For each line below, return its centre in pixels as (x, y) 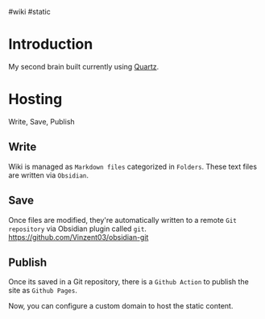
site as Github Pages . (43, 291)
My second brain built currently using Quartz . (84, 66)
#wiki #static (29, 12)
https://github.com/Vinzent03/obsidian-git (79, 237)
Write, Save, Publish (41, 121)
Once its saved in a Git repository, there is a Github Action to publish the (129, 282)
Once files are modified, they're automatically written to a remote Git (123, 220)
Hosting (35, 99)
